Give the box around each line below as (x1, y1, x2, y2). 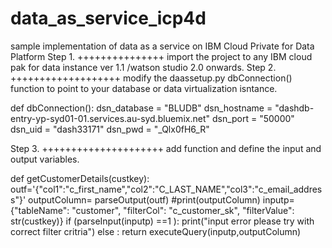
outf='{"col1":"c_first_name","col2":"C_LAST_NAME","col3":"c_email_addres (10, 183, 323, 195)
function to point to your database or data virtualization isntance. (10, 82, 278, 94)
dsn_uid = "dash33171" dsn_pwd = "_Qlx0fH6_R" (10, 123, 210, 135)
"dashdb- (274, 102, 315, 114)
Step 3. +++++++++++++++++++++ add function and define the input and (10, 142, 322, 154)
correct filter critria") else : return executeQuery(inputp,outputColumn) (10, 225, 302, 237)
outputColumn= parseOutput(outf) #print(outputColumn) (28, 193, 261, 206)
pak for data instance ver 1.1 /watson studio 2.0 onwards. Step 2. (10, 61, 277, 73)
